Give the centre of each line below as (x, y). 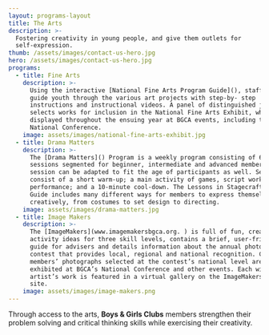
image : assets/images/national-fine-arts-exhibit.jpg (114, 135)
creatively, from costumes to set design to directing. (124, 202)
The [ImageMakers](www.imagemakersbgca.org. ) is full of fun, (137, 232)
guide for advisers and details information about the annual (135, 247)
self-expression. (44, 46)
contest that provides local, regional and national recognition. (143, 254)
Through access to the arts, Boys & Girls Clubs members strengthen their (130, 314)
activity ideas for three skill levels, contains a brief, (130, 240)
